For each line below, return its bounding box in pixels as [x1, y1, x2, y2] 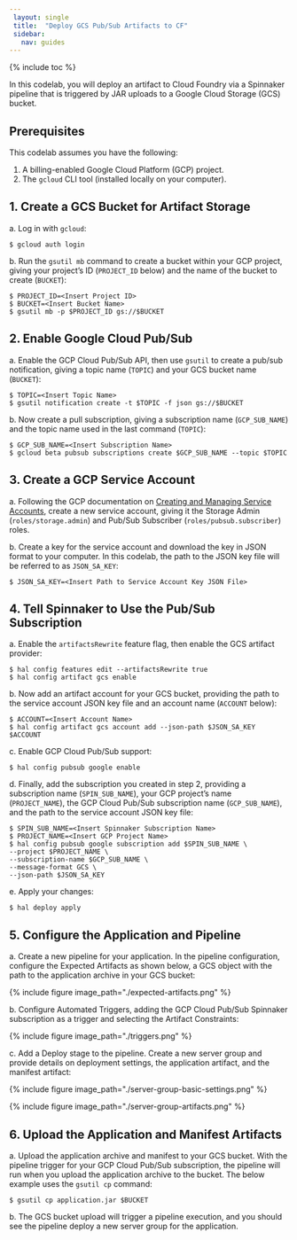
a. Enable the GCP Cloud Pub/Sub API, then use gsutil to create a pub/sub [9, 355, 284, 365]
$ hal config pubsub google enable [9, 763, 141, 772]
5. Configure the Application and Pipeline [9, 927, 241, 942]
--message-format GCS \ [9, 863, 98, 872]
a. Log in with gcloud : [9, 222, 87, 233]
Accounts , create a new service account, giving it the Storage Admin [9, 505, 260, 516]
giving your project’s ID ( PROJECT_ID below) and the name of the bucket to [9, 265, 277, 276]
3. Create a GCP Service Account [9, 472, 195, 487]
